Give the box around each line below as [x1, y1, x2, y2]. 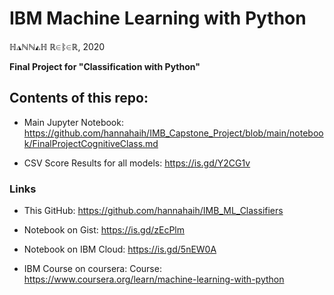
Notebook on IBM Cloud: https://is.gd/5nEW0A [23, 243, 217, 256]
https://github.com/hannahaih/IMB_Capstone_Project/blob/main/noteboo [23, 127, 324, 139]
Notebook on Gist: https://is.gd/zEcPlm [23, 224, 185, 236]
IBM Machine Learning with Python [9, 7, 307, 30]
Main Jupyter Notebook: [23, 116, 124, 128]
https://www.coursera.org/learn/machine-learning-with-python [23, 273, 285, 286]
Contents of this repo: [9, 90, 149, 107]
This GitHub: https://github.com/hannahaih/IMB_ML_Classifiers [23, 205, 284, 217]
